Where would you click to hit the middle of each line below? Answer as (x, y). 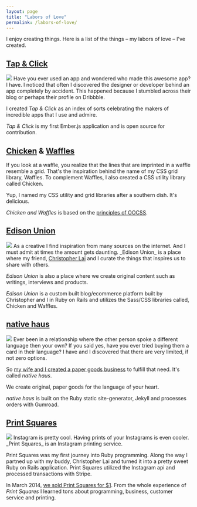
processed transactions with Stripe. (49, 474)
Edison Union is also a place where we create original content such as (91, 275)
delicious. (18, 201)
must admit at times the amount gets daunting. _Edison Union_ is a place (94, 252)
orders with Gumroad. (33, 404)
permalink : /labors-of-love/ (42, 22)
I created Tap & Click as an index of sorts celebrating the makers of (87, 108)
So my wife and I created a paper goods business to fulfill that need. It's (93, 369)
